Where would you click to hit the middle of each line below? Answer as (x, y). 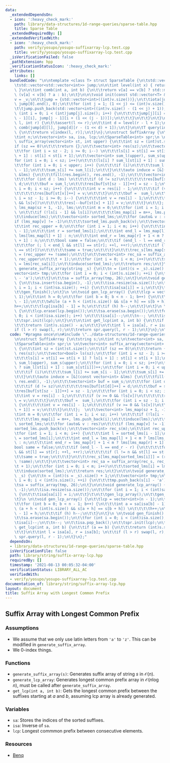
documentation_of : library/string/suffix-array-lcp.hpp (65, 584)
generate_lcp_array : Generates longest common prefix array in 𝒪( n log (86, 680)
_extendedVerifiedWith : (35, 38)
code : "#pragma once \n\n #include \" (48, 334)
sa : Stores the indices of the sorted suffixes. (58, 720)
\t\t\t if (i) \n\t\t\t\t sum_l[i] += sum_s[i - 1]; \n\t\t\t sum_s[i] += (89, 372)
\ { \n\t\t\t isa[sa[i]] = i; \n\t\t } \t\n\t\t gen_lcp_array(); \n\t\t (86, 494)
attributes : (23, 71)
